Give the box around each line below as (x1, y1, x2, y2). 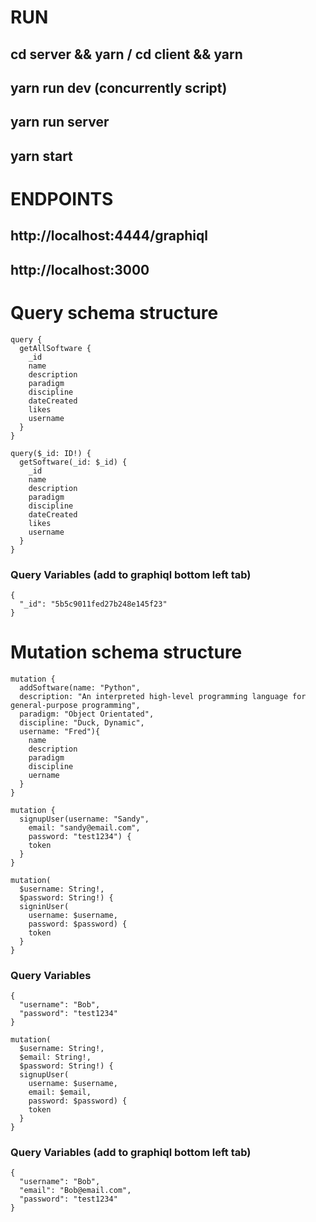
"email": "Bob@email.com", (19, 1186, 132, 1196)
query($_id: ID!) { (10, 448, 92, 458)
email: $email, (28, 1087, 92, 1098)
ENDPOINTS (10, 187, 114, 210)
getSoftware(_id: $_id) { (19, 457, 128, 467)
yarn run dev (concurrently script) (10, 79, 228, 96)
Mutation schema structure (10, 641, 243, 664)
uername (28, 770, 60, 780)
